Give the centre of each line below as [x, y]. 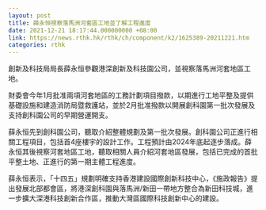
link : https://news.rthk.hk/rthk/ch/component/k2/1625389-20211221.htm [129, 38]
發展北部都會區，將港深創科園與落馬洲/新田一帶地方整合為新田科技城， [131, 189]
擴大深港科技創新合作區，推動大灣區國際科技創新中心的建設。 [122, 198]
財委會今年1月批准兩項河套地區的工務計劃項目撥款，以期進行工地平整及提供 [131, 95]
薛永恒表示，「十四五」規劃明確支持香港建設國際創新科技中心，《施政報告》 [129, 178]
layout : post [30, 15]
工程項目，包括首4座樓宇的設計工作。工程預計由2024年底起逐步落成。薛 [133, 142]
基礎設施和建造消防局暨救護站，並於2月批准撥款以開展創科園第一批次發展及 [132, 105]
